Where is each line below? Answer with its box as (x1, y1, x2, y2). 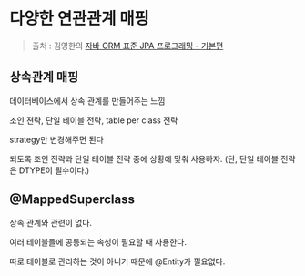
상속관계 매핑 (9, 69, 79, 85)
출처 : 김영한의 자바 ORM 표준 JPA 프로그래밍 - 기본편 (31, 40, 224, 51)
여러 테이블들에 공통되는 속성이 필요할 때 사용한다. (9, 236, 188, 247)
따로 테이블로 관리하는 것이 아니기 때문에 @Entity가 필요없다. (9, 256, 226, 267)
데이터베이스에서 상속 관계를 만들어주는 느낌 (9, 95, 166, 106)
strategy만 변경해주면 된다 (9, 134, 105, 145)
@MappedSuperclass (9, 192, 135, 208)
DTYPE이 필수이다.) (18, 165, 90, 176)
